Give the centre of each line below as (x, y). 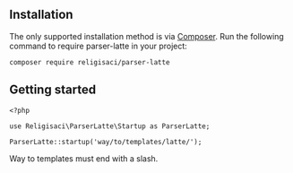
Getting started (53, 90)
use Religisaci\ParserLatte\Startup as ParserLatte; (110, 126)
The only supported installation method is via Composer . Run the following (146, 36)
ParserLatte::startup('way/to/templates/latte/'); (106, 142)
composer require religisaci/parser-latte (90, 62)
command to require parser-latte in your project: (99, 46)
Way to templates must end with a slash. (84, 158)
